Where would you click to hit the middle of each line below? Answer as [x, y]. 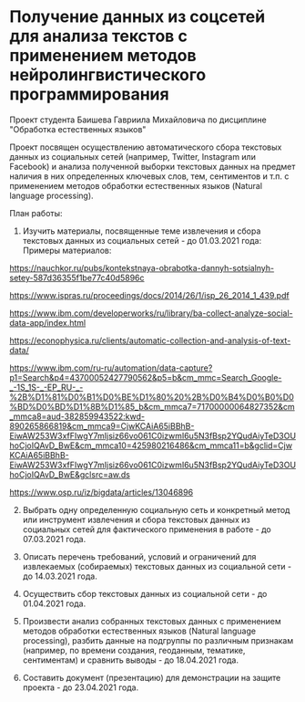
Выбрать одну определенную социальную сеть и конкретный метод [156, 509]
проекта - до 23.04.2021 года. [81, 687]
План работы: [36, 213]
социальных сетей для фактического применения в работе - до [147, 529]
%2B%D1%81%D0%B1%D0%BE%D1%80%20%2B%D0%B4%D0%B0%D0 [152, 397]
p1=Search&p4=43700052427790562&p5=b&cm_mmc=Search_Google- [146, 377]
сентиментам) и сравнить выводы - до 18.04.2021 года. [131, 660]
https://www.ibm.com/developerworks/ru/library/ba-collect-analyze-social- [151, 313]
